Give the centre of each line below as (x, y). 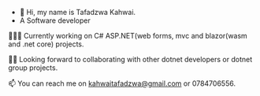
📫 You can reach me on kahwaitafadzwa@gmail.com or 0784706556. (122, 83)
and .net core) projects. (46, 44)
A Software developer (55, 20)
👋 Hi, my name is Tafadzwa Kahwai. (78, 12)
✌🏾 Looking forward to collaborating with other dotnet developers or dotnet (130, 59)
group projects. (33, 68)
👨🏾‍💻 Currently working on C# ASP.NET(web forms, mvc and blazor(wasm (128, 36)
